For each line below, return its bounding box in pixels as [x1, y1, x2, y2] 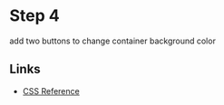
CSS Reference [22, 85, 80, 96]
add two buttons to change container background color [9, 35, 216, 46]
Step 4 [9, 5, 61, 26]
